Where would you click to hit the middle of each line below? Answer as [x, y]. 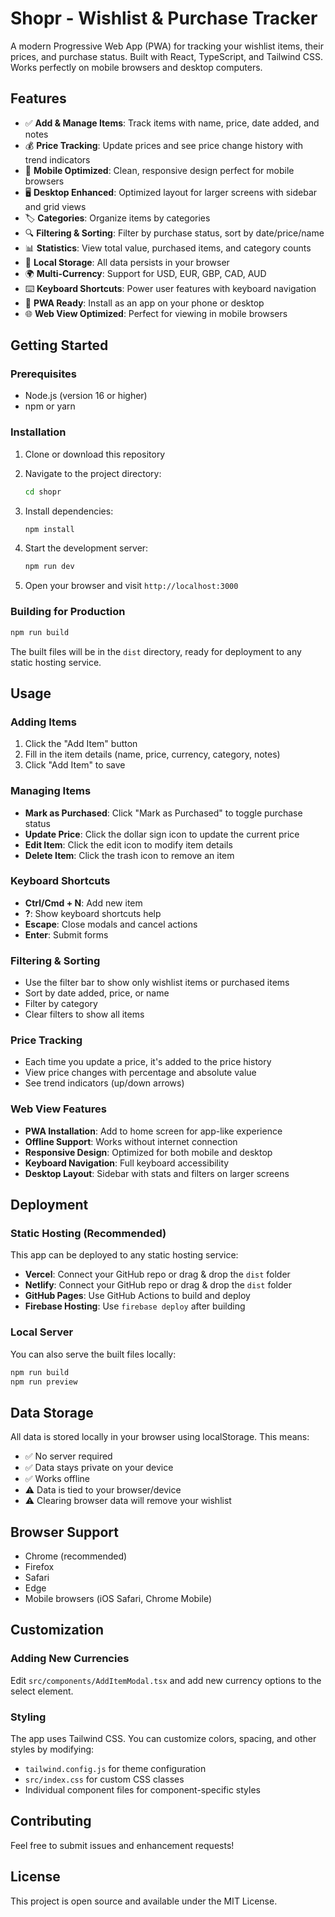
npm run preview [44, 1382]
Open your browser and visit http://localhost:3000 [131, 586]
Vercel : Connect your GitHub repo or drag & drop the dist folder [157, 1274]
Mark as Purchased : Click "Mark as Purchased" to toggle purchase [163, 813]
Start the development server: [86, 548]
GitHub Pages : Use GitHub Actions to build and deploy [137, 1296]
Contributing [51, 1821]
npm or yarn [50, 406]
